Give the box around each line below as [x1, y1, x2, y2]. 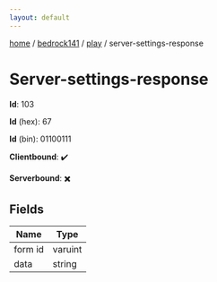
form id [13, 244, 45, 256]
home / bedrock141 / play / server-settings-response [9, 38, 204, 48]
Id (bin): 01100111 [9, 133, 72, 144]
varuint [52, 244, 82, 256]
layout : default [9, 13, 70, 22]
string [52, 258, 78, 270]
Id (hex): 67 [9, 115, 52, 126]
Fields [9, 201, 45, 217]
